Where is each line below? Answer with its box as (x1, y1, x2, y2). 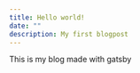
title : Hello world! (9, 12, 86, 22)
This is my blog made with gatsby (9, 54, 132, 65)
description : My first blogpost (9, 29, 128, 38)
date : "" (9, 21, 42, 30)
